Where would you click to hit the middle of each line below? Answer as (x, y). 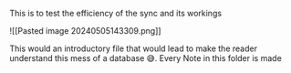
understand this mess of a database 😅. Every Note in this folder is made (146, 58)
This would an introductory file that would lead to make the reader (134, 48)
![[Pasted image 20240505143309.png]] (85, 31)
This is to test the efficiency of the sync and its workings (115, 13)
